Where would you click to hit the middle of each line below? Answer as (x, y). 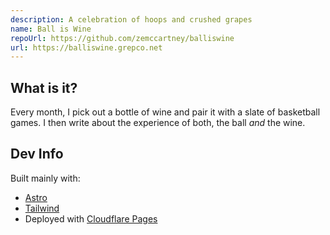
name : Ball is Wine (51, 29)
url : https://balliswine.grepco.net (86, 47)
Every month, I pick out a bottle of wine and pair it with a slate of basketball (165, 112)
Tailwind (42, 208)
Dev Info (37, 154)
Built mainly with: (45, 178)
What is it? (44, 87)
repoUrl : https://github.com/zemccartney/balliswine (122, 38)
